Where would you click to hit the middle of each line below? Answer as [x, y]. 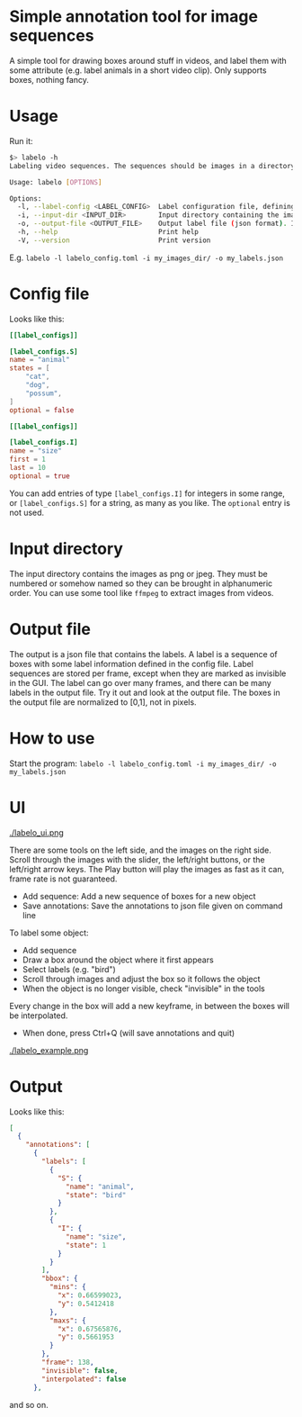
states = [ [30, 368]
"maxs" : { [68, 1321]
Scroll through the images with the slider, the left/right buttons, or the [137, 859]
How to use [52, 738]
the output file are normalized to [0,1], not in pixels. [103, 702]
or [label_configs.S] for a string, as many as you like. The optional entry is [150, 502]
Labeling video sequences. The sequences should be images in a [132, 166]
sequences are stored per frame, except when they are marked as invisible [148, 673]
